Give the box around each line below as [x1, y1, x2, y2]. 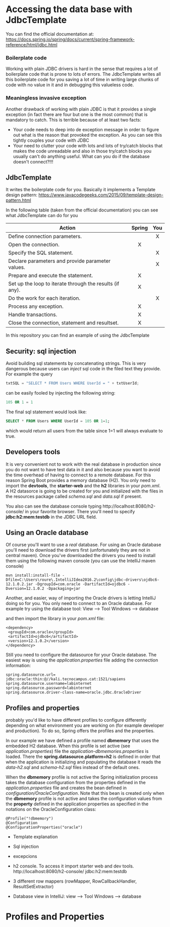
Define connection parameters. [8, 233, 82, 240]
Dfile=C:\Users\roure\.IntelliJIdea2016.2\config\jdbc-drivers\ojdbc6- [6, 577, 159, 582]
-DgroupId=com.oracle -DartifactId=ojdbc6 [35, 582, 126, 587]
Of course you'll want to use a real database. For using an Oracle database [6, 541, 161, 548]
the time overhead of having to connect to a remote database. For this [6, 472, 151, 478]
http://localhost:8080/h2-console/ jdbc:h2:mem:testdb [13, 868, 127, 875]
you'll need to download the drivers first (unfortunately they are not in [6, 547, 150, 553]
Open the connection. [8, 241, 60, 248]
